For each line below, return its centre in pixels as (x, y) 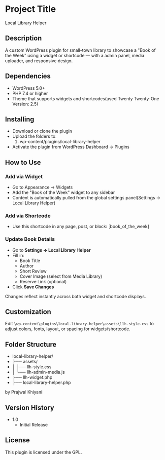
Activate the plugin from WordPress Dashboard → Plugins (71, 147)
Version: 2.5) (25, 104)
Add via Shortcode (28, 216)
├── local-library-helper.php (42, 383)
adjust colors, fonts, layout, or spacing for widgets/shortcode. (68, 329)
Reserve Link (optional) (43, 281)
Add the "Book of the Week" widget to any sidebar (64, 192)
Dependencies (28, 76)
